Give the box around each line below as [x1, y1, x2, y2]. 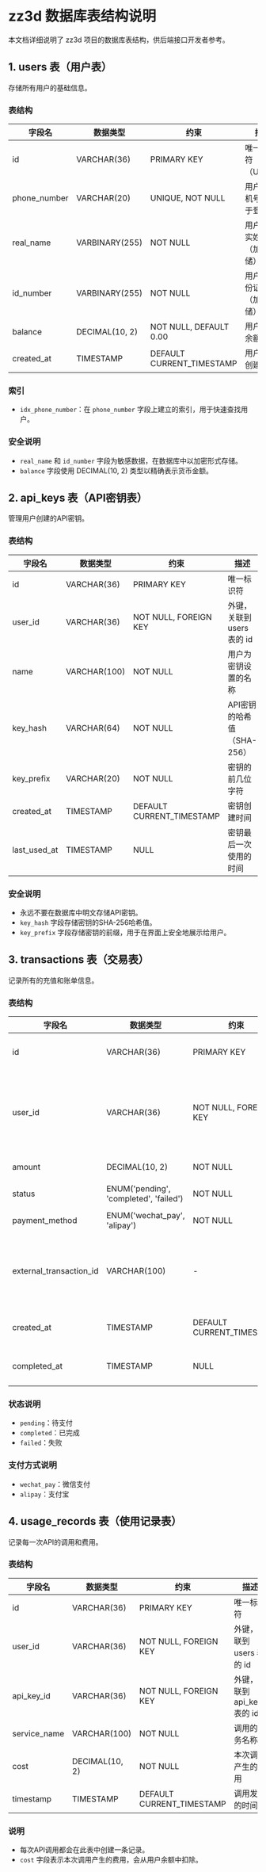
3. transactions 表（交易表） [8, 953, 150, 967]
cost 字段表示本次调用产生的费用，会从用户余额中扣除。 [19, 1855, 203, 1865]
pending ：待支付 [19, 1418, 73, 1427]
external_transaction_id [12, 1266, 99, 1277]
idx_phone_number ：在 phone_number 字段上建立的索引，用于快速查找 [19, 405, 241, 415]
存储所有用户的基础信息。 [8, 82, 92, 92]
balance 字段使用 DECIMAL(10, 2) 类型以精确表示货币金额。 [19, 465, 214, 476]
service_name [12, 1728, 65, 1739]
